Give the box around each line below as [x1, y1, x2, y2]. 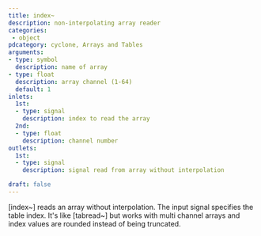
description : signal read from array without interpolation [22, 166, 225, 174]
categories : [8, 26, 47, 34]
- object [11, 33, 41, 42]
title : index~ [8, 11, 55, 20]
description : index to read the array [22, 115, 150, 123]
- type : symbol [8, 56, 59, 64]
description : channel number [22, 136, 119, 145]
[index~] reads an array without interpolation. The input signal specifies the [8, 202, 254, 211]
